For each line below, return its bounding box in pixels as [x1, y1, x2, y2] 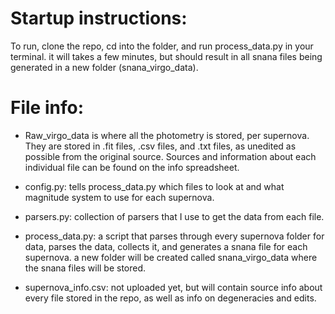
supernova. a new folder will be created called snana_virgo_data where [24, 251, 318, 263]
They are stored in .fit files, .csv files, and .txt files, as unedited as [24, 140, 297, 152]
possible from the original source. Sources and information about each [24, 150, 317, 162]
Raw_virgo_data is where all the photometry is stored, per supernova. [24, 129, 310, 141]
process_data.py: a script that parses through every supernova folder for [24, 230, 325, 242]
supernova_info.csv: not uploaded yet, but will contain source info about [24, 281, 323, 293]
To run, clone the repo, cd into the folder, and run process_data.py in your [10, 40, 314, 52]
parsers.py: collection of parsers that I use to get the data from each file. [24, 210, 325, 222]
